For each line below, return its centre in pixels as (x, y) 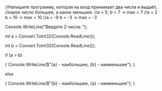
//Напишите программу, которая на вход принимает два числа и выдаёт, (81, 7)
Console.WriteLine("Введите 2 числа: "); (46, 27)
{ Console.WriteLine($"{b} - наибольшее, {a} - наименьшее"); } (70, 83)
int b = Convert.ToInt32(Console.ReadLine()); (51, 45)
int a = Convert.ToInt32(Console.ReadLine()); (50, 36)
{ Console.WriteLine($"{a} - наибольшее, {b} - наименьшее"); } (70, 64)
